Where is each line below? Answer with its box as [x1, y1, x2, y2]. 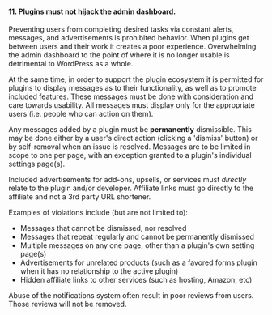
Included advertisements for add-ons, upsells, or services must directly [8, 175, 247, 185]
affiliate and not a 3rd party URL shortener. [8, 192, 151, 202]
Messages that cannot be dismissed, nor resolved [19, 223, 187, 233]
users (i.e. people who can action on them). [8, 109, 154, 119]
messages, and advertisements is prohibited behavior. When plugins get [8, 33, 249, 43]
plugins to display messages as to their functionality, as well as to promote [8, 83, 257, 93]
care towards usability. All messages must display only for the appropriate [8, 100, 255, 110]
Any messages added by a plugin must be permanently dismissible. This [8, 125, 253, 134]
